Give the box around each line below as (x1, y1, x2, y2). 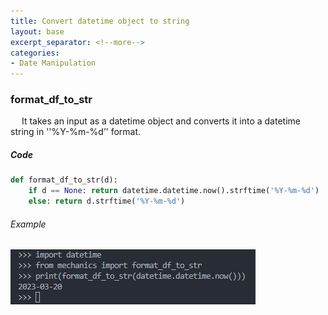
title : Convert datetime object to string (10, 16, 190, 26)
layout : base (10, 26, 65, 37)
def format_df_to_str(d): (10, 175, 118, 185)
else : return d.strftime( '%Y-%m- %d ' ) (28, 196, 186, 207)
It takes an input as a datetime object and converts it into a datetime (21, 115, 301, 127)
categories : (10, 48, 60, 58)
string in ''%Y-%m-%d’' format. (10, 126, 142, 138)
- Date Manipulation (10, 58, 97, 69)
